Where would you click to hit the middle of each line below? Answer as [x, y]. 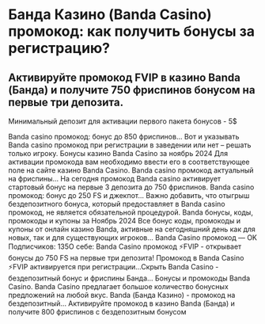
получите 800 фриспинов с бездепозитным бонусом [98, 312]
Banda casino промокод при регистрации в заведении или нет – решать [130, 145]
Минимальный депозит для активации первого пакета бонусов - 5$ [123, 121]
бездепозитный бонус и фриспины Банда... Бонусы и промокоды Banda [129, 278]
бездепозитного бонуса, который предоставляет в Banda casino [117, 204]
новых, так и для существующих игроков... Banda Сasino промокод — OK [133, 238]
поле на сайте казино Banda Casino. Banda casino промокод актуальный [131, 170]
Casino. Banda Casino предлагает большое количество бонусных [119, 286]
